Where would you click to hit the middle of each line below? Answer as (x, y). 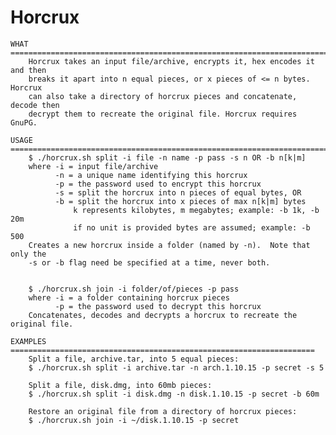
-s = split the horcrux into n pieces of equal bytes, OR (178, 192)
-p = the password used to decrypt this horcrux (158, 306)
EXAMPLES (28, 341)
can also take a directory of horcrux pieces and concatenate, (163, 96)
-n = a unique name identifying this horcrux (151, 175)
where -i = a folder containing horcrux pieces (129, 297)
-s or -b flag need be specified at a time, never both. (149, 262)
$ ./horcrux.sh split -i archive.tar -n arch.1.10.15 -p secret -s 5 (176, 367)
